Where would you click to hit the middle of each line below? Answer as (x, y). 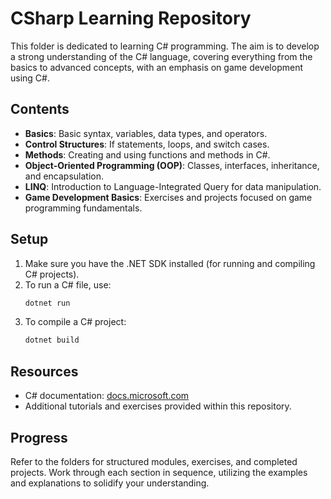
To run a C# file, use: (68, 284)
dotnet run (47, 303)
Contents (40, 109)
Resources (44, 371)
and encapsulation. (64, 176)
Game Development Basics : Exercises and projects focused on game (168, 197)
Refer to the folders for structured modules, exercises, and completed (154, 461)
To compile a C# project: (75, 322)
